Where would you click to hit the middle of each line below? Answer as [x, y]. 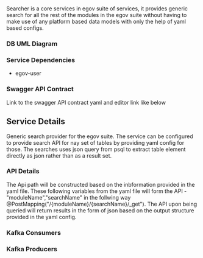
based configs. [25, 28]
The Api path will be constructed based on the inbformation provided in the [101, 184]
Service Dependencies [41, 60]
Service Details [36, 121]
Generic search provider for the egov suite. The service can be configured [100, 136]
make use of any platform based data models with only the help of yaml [96, 22]
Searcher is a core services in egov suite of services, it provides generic [97, 9]
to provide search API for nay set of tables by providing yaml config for [95, 142]
